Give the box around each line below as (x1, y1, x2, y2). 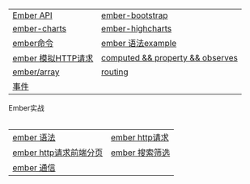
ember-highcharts (100, 23, 172, 34)
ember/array (12, 66, 60, 77)
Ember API (12, 10, 53, 21)
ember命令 (12, 38, 54, 48)
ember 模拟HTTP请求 (12, 52, 94, 64)
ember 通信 (12, 162, 56, 173)
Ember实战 (8, 103, 44, 112)
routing (100, 66, 129, 77)
